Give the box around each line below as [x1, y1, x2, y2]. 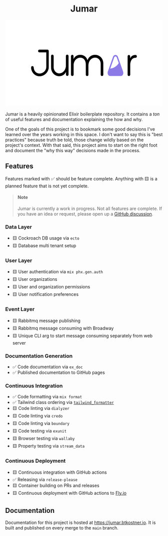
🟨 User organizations [12, 276, 57, 282]
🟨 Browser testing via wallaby [12, 436, 75, 442]
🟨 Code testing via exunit [12, 428, 66, 434]
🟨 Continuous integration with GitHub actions [12, 469, 107, 475]
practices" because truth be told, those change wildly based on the [5, 137, 144, 143]
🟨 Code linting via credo [12, 413, 63, 419]
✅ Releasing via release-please [12, 476, 77, 482]
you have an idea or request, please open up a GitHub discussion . [17, 210, 153, 217]
